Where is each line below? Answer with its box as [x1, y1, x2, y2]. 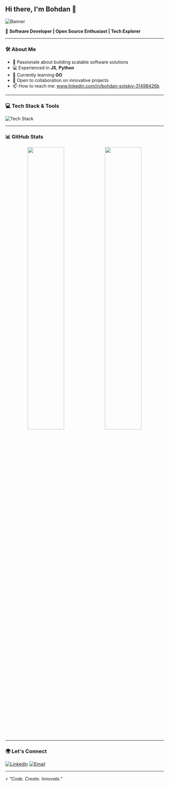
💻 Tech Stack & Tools [5, 103, 59, 110]
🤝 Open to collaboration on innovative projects [12, 77, 109, 84]
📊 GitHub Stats [5, 133, 44, 140]
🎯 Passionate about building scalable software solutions [12, 59, 128, 65]
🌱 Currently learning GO [12, 72, 63, 78]
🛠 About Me [5, 46, 36, 53]
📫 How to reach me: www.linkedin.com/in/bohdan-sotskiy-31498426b [12, 83, 160, 89]
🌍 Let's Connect [5, 748, 47, 755]
